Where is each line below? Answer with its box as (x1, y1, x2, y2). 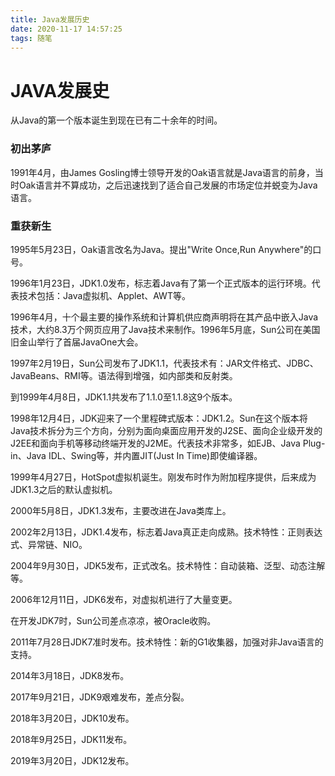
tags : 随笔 (10, 33, 53, 43)
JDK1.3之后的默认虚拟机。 (10, 483, 118, 495)
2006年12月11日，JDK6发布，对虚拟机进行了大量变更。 (10, 593, 238, 605)
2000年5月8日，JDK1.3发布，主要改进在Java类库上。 (10, 504, 232, 516)
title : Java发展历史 (10, 14, 90, 25)
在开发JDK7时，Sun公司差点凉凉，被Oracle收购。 (10, 614, 217, 626)
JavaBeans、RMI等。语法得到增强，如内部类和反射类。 (10, 369, 238, 381)
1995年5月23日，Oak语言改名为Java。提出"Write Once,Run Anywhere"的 (10, 243, 313, 255)
